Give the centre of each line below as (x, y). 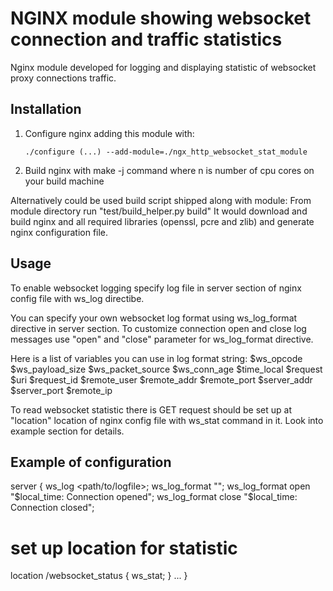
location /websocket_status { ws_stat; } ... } (99, 576)
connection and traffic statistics (146, 39)
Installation (46, 109)
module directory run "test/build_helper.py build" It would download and (159, 211)
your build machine (64, 181)
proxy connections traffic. (63, 78)
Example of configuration (91, 462)
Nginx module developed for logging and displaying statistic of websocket (163, 67)
